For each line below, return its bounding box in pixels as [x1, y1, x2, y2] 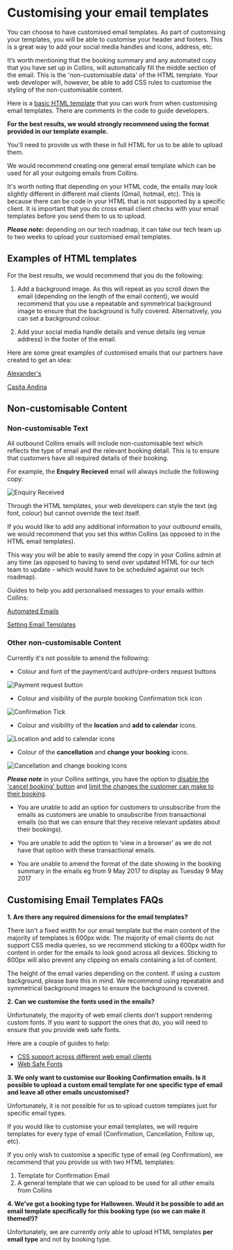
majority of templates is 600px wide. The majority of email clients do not [7, 934, 214, 942]
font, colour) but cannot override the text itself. [7, 509, 141, 518]
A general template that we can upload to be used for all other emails [17, 1179, 215, 1187]
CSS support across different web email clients [17, 1052, 152, 1061]
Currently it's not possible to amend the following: [7, 654, 150, 662]
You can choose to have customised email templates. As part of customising [7, 28, 225, 36]
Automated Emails [7, 607, 59, 616]
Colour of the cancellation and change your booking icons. [17, 748, 189, 756]
